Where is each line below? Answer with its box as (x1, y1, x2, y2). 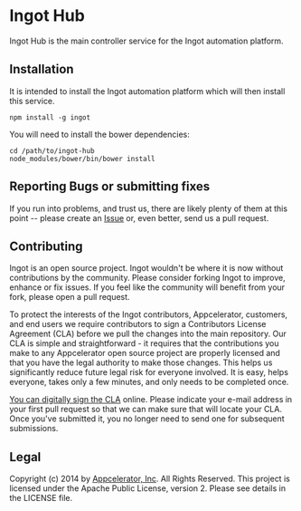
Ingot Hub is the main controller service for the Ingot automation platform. (9, 35, 284, 46)
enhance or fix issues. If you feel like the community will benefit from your (9, 282, 286, 293)
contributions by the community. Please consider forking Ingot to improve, (9, 273, 287, 284)
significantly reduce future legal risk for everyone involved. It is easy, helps (9, 367, 289, 378)
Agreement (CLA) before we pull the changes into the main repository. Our (9, 328, 287, 340)
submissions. (9, 423, 59, 434)
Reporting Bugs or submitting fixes (9, 178, 211, 195)
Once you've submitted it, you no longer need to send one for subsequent (9, 413, 285, 424)
